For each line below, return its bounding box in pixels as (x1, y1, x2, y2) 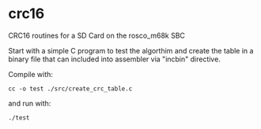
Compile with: (8, 69, 54, 79)
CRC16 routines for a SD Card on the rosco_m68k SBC (8, 31, 186, 40)
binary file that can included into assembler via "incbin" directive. (8, 54, 221, 64)
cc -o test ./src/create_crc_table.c (8, 84, 133, 93)
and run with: (8, 98, 51, 108)
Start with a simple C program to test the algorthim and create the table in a (8, 46, 254, 55)
